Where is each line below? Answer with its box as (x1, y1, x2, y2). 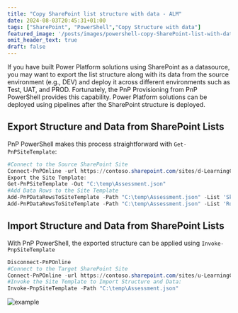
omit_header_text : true (7, 37, 78, 44)
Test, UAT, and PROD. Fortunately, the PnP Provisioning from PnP (7, 86, 198, 93)
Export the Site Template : (7, 174, 87, 181)
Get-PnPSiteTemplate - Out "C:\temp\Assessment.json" (7, 181, 166, 188)
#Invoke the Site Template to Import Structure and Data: (7, 278, 182, 285)
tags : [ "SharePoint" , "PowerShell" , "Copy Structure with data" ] (7, 23, 201, 30)
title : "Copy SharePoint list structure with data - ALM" (7, 10, 182, 18)
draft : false (7, 43, 46, 50)
